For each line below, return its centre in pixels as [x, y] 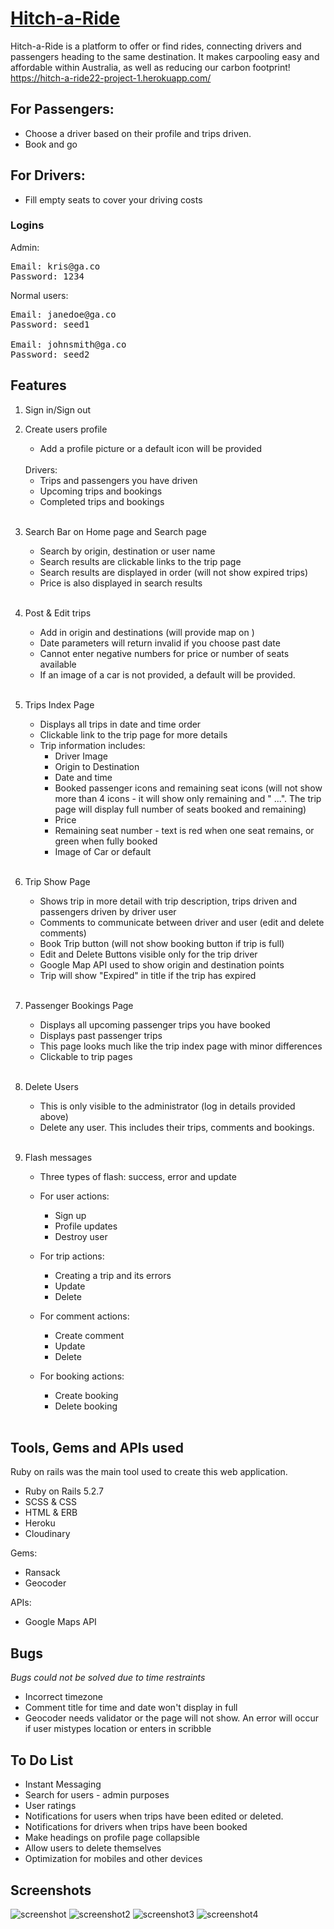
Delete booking [86, 1406]
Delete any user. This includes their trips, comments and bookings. [177, 1127]
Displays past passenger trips [101, 1035]
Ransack [42, 1573]
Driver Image [81, 756]
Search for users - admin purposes [97, 1795]
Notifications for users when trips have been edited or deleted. [154, 1816]
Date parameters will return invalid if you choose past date [160, 643]
